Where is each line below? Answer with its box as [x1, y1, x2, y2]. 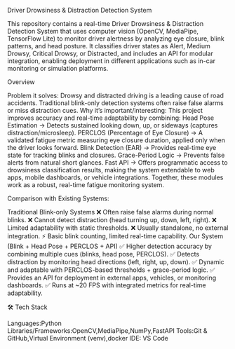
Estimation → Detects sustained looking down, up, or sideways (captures [7, 121, 218, 129]
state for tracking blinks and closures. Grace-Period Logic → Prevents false [7, 151, 225, 159]
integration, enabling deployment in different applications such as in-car [7, 57, 216, 65]
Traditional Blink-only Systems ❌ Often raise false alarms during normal [7, 208, 214, 216]
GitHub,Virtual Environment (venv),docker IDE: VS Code [7, 334, 168, 342]
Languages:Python [7, 319, 62, 327]
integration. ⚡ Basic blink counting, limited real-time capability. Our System [7, 232, 223, 240]
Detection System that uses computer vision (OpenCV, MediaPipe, [7, 27, 199, 35]
